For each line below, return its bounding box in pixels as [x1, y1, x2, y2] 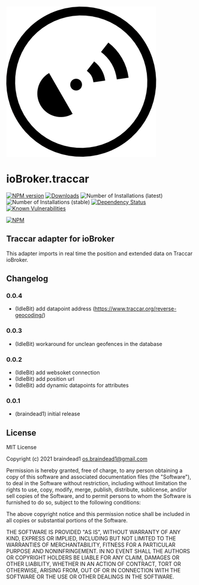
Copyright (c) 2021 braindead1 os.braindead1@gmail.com [6, 455, 148, 462]
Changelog [6, 274, 49, 284]
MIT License [6, 444, 37, 451]
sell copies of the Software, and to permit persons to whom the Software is [6, 493, 192, 500]
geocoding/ [14, 312, 44, 319]
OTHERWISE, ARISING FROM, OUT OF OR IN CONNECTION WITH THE [6, 567, 181, 574]
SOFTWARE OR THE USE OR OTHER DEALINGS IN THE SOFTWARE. [6, 573, 174, 580]
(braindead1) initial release [14, 410, 80, 417]
